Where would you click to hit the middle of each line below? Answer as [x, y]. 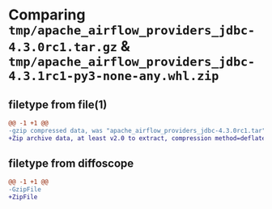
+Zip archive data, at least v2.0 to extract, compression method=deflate [137, 138]
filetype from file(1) [58, 104]
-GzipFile [25, 190]
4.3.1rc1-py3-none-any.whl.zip [114, 77]
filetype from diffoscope [71, 164]
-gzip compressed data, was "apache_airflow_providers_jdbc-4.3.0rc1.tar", [139, 130]
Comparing [47, 15]
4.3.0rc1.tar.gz [63, 47]
